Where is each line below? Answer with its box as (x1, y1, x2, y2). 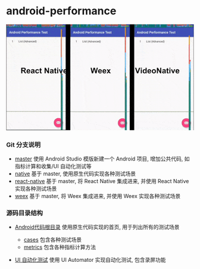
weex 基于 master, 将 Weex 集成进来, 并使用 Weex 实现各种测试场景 (14, 193, 181, 200)
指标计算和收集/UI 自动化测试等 (14, 163, 92, 170)
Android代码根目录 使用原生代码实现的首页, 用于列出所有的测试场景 (14, 224, 180, 231)
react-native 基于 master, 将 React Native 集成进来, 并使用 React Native (14, 178, 189, 185)
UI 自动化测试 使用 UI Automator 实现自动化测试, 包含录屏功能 (14, 256, 166, 264)
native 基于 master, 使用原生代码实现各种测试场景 (14, 170, 136, 177)
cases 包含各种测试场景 (23, 236, 82, 243)
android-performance (6, 4, 117, 18)
